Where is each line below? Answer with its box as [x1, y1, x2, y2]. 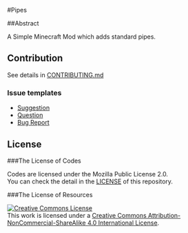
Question [17, 111, 43, 119]
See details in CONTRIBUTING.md [7, 70, 104, 79]
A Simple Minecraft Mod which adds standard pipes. [7, 32, 156, 41]
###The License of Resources [7, 190, 93, 199]
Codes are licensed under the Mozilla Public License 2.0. [7, 170, 169, 178]
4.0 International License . [87, 219, 160, 227]
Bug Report [17, 119, 50, 127]
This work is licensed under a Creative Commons [7, 211, 147, 219]
